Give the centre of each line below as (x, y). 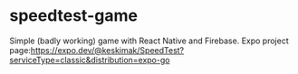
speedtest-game (74, 16)
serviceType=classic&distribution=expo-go (90, 60)
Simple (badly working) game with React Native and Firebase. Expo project (149, 41)
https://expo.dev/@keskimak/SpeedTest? (107, 50)
